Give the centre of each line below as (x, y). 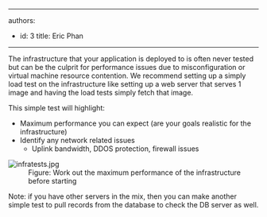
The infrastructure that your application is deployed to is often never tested (131, 59)
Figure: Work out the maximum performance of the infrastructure (134, 172)
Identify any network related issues (77, 140)
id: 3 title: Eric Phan (51, 36)
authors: (22, 20)
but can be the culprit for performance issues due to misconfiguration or (127, 67)
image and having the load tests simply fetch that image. (101, 93)
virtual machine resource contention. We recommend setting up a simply (127, 76)
